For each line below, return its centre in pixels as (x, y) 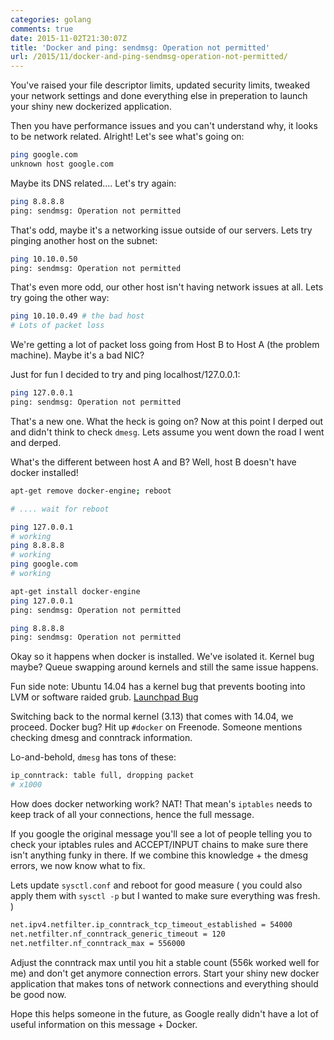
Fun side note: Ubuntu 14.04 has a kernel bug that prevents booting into (158, 687)
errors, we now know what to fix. (78, 865)
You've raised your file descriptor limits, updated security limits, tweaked (160, 85)
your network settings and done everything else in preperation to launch (159, 96)
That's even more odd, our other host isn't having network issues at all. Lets (167, 287)
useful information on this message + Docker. (104, 1024)
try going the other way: (60, 298)
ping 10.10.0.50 (44, 259)
